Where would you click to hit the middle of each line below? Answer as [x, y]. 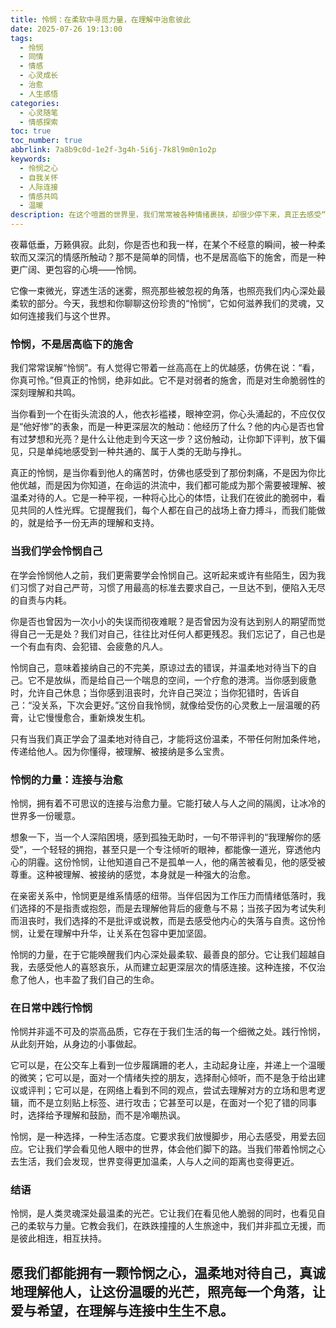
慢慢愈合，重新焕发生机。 [97, 717]
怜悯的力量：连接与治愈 [66, 779]
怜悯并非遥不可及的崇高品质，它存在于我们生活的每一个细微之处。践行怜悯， [168, 1032]
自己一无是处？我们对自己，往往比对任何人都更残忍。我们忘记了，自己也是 [172, 633]
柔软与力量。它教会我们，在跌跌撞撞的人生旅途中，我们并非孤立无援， [172, 1226]
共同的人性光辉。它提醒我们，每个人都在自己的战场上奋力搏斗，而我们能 [167, 510]
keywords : [31, 159]
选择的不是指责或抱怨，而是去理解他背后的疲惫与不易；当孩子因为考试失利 [172, 908]
